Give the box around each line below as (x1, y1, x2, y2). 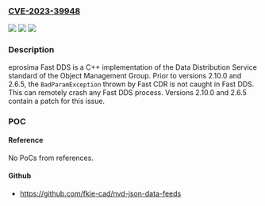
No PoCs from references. (8, 153, 94, 162)
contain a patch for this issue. (8, 96, 106, 105)
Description (8, 44, 55, 55)
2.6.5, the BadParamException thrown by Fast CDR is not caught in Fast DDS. (8, 79, 255, 89)
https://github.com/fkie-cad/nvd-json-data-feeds (19, 189, 182, 198)
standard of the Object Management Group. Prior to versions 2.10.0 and (8, 71, 242, 80)
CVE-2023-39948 (8, 6, 81, 17)
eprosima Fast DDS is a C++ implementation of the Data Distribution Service (8, 62, 258, 72)
